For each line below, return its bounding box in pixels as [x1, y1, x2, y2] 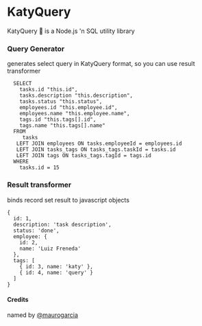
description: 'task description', [13, 221, 112, 228]
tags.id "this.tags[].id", [19, 116, 97, 124]
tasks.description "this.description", [19, 92, 134, 100]
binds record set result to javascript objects [7, 196, 130, 204]
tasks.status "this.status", [19, 98, 103, 105]
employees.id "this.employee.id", [19, 104, 118, 111]
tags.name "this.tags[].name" [19, 122, 106, 129]
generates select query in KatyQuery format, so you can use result [7, 60, 195, 68]
